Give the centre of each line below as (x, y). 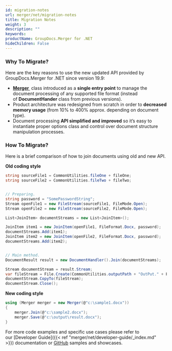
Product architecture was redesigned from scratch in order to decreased (90, 105)
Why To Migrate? (27, 61)
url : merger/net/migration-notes (41, 15)
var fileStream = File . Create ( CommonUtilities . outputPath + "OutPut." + (84, 274)
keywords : (16, 34)
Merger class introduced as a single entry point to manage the (80, 88)
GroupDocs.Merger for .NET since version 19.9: (55, 78)
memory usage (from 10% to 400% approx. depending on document (85, 110)
